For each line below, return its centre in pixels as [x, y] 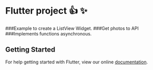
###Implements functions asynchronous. [48, 33]
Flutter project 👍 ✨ [46, 11]
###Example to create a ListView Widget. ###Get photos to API [72, 28]
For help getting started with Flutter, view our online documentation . [76, 62]
